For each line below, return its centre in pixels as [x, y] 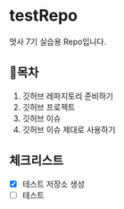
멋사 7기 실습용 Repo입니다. [58, 41]
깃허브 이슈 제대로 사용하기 [69, 129]
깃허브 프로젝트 [49, 107]
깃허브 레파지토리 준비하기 [68, 96]
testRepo [44, 16]
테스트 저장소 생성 [53, 184]
